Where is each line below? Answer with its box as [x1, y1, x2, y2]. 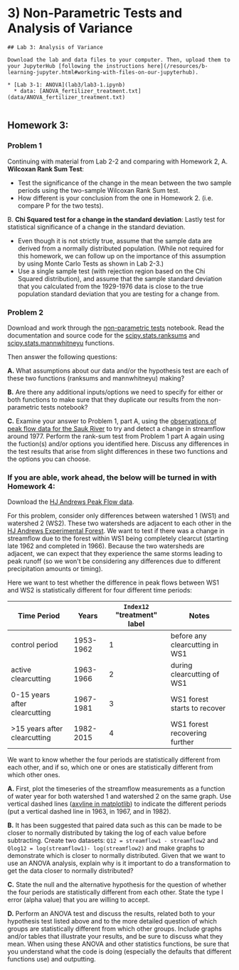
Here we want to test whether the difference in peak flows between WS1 [7, 578, 219, 587]
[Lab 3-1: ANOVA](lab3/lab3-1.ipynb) [14, 81, 126, 89]
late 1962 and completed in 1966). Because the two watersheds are [7, 542, 205, 550]
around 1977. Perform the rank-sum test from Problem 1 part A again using [7, 432, 225, 440]
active [11, 665, 32, 675]
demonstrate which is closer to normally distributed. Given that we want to [7, 852, 225, 860]
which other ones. [7, 771, 60, 779]
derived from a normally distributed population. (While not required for [17, 244, 224, 253]
